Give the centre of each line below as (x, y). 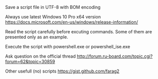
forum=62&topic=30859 (30, 61)
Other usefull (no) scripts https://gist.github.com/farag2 (62, 71)
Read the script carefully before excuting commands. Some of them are (79, 32)
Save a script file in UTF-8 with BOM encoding (53, 7)
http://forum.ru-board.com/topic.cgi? (115, 56)
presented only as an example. (37, 37)
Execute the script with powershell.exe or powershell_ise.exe (68, 46)
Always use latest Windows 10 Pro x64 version (53, 17)
